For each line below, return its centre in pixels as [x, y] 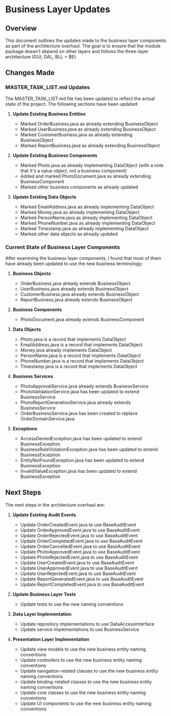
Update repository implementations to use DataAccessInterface [87, 624]
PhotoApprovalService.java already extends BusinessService [84, 386]
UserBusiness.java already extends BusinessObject [74, 289]
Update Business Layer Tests [44, 594]
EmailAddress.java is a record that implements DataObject [81, 344]
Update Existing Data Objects [44, 197]
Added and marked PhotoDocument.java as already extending [86, 176]
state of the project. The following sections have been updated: [72, 104]
